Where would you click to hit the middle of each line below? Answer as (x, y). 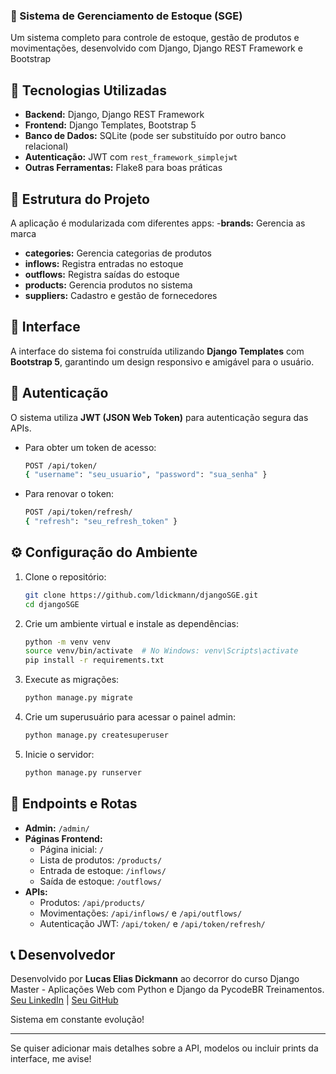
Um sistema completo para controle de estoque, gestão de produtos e (155, 38)
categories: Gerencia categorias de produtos (118, 253)
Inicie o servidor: (59, 754)
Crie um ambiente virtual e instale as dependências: (132, 623)
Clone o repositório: (65, 576)
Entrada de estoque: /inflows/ (103, 870)
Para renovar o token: (69, 494)
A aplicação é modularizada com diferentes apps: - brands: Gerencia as (158, 223)
